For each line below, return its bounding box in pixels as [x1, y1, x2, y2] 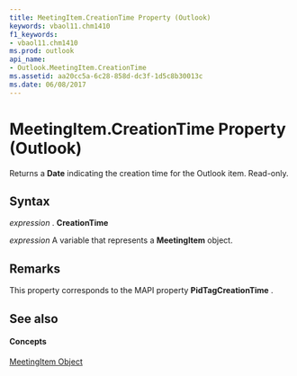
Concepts [9, 336, 47, 347]
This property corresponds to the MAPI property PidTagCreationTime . [9, 285, 274, 296]
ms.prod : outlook [9, 47, 75, 56]
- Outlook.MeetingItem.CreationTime [9, 64, 147, 73]
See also [9, 311, 58, 327]
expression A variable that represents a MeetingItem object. [9, 235, 233, 246]
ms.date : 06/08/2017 [9, 80, 87, 89]
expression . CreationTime [9, 218, 109, 228]
